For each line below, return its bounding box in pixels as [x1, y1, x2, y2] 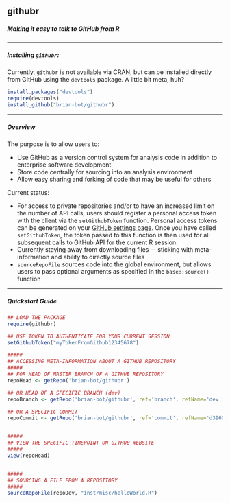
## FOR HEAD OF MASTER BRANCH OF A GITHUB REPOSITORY [7, 371, 164, 378]
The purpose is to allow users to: [7, 140, 100, 148]
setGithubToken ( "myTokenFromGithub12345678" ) [7, 339, 139, 346]
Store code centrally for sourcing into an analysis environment [16, 167, 193, 176]
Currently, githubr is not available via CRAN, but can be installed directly [7, 68, 212, 76]
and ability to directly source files [51, 253, 145, 261]
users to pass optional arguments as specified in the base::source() [16, 267, 210, 275]
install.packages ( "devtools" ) [7, 89, 94, 95]
